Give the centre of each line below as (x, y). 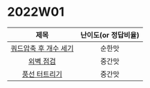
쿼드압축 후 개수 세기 (42, 48)
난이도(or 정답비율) (110, 35)
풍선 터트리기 (42, 74)
